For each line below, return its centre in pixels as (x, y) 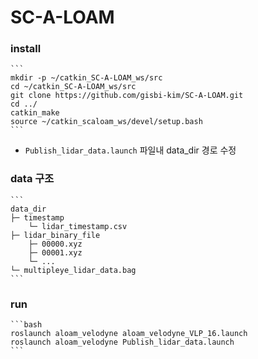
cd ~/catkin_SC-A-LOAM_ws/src (73, 87)
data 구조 (32, 179)
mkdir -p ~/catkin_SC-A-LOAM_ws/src (86, 78)
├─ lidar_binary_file (55, 235)
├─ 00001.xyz (55, 252)
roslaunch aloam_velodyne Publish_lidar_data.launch (122, 342)
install (26, 49)
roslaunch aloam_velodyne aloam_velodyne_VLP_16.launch (129, 334)
